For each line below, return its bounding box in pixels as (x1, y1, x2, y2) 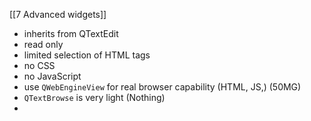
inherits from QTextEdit (23, 28, 119, 39)
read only (23, 39, 64, 50)
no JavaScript (23, 70, 82, 82)
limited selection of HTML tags (23, 49, 151, 61)
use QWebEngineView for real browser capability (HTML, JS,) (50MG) (23, 81, 302, 93)
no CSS (23, 60, 56, 71)
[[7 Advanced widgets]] (9, 9, 107, 20)
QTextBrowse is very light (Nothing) (23, 92, 166, 103)
